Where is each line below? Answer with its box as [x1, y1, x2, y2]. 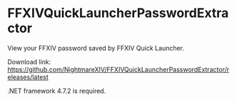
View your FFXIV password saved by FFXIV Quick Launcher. [7, 44, 184, 52]
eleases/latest [7, 73, 49, 81]
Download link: [7, 57, 51, 66]
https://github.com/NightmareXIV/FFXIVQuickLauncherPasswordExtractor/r [7, 65, 230, 73]
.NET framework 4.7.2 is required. [7, 86, 106, 95]
